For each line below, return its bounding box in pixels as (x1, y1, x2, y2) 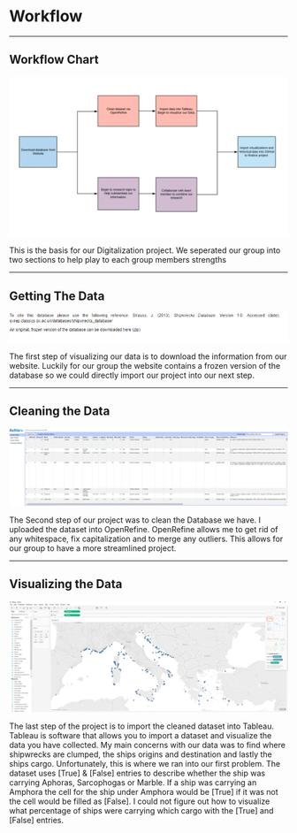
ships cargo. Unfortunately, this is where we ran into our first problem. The (9, 759, 281, 769)
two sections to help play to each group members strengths (9, 255, 227, 265)
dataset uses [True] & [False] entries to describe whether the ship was (9, 768, 266, 779)
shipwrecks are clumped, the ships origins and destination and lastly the (9, 749, 272, 760)
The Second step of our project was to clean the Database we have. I (9, 515, 262, 525)
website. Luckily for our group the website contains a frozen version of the (9, 360, 281, 371)
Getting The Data (9, 288, 105, 303)
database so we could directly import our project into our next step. (9, 370, 255, 380)
